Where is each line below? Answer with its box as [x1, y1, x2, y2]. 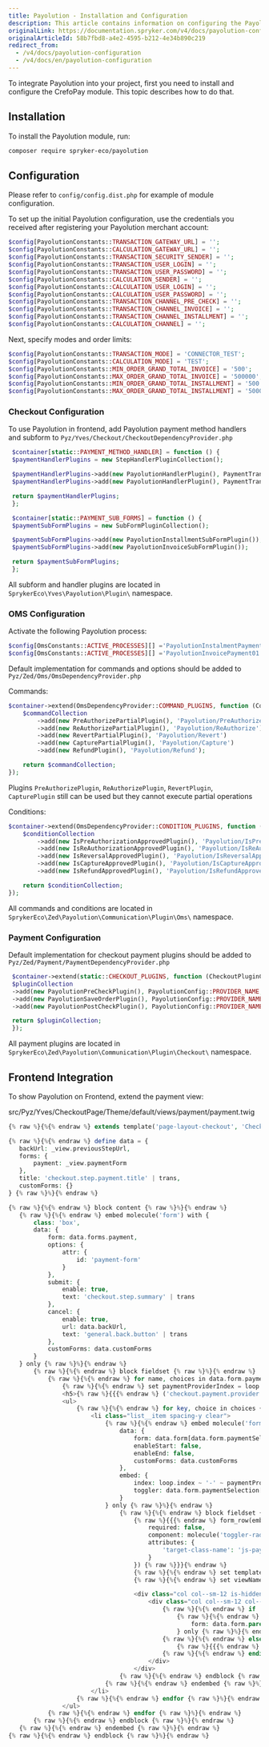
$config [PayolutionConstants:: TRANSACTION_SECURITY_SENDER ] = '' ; [8, 253, 235, 261]
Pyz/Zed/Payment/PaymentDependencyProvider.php [8, 958, 171, 967]
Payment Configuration [8, 932, 102, 943]
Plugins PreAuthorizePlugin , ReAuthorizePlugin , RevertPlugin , [8, 782, 214, 793]
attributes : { [147, 1539, 195, 1547]
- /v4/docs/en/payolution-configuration [15, 57, 152, 65]
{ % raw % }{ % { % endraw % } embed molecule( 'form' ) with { [18, 1211, 210, 1219]
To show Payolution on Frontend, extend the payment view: [8, 1091, 204, 1101]
